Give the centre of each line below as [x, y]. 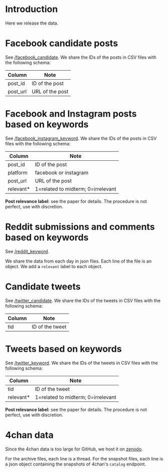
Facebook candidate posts [62, 43]
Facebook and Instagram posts [71, 114]
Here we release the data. [32, 23]
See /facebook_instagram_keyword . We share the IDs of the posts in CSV [81, 138]
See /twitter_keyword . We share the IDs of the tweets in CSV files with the [81, 363]
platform [18, 172]
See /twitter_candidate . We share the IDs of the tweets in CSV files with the [83, 300]
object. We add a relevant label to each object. [54, 266]
